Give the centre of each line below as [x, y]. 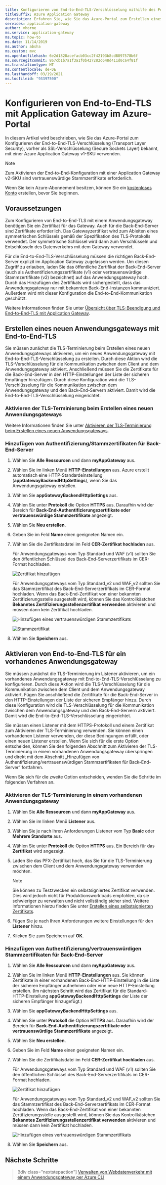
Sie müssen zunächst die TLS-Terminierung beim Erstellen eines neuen [78, 348]
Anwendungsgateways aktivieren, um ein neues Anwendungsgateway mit [80, 354]
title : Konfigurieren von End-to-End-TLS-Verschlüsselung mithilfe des [80, 10]
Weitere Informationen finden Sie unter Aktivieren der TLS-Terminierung [78, 425]
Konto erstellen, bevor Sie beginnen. [42, 193]
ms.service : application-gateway [40, 33]
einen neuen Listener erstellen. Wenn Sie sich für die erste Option [72, 741]
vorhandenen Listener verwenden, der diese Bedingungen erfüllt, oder [77, 735]
